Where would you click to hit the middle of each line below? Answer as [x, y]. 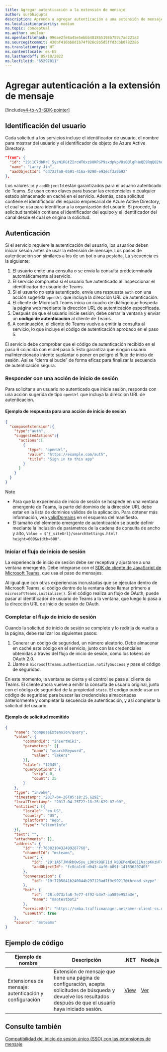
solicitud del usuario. [27, 705]
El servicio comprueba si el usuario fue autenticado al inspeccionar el [83, 281]
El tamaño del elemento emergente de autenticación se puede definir [83, 523]
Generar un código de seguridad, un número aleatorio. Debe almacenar [85, 643]
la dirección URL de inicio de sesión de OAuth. [53, 604]
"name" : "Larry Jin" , [32, 167]
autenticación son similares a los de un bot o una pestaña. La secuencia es [82, 256]
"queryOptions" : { [42, 769]
